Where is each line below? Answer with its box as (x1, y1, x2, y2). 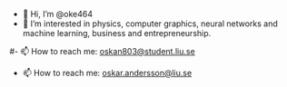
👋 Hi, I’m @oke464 (22, 9, 94, 19)
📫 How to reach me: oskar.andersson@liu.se (22, 68, 193, 78)
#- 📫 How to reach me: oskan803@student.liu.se (9, 46, 195, 56)
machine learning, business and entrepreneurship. (22, 28, 212, 38)
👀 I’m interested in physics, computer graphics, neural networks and (22, 18, 279, 29)
